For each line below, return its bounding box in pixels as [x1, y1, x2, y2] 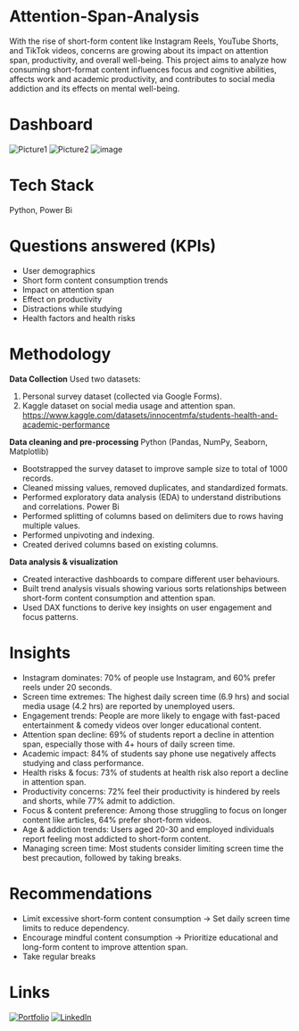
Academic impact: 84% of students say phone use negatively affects [21, 747, 277, 759]
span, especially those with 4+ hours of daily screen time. [21, 738, 236, 749]
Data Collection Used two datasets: [9, 373, 141, 384]
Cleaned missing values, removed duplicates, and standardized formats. [21, 482, 288, 492]
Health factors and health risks [21, 312, 136, 323]
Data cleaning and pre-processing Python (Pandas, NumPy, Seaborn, [9, 436, 268, 447]
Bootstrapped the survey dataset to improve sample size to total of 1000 [21, 463, 288, 474]
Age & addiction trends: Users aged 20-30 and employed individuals [21, 823, 275, 835]
